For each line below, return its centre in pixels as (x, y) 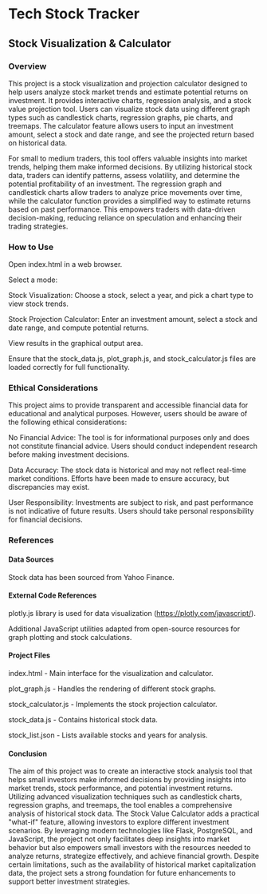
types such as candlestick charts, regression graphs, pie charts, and (121, 117)
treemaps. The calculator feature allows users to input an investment (121, 125)
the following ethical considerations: (68, 422)
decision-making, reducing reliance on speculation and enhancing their (125, 217)
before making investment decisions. (69, 455)
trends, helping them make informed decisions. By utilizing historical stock (130, 167)
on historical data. (38, 143)
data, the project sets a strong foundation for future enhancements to (122, 873)
